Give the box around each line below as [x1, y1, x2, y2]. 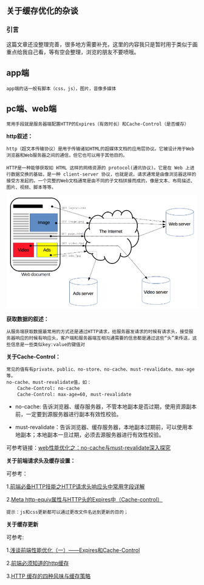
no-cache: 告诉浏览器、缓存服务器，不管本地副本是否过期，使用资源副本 [15, 403, 197, 410]
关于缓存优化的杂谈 [6, 5, 78, 16]
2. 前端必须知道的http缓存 [6, 559, 69, 567]
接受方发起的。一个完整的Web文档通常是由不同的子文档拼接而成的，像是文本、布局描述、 [6, 178, 195, 184]
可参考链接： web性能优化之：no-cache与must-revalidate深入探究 [6, 444, 171, 451]
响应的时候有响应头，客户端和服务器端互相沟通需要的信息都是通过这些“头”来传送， [15, 335, 192, 341]
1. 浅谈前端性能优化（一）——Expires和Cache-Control [6, 546, 140, 553]
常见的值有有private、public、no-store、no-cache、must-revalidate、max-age [6, 366, 195, 372]
